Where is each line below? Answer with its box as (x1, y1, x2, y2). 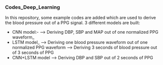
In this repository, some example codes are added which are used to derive (5, 15, 156, 21)
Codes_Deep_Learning (5, 4, 60, 11)
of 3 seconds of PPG (12, 50, 54, 55)
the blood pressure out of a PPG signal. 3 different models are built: (5, 20, 140, 26)
